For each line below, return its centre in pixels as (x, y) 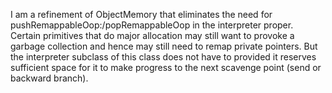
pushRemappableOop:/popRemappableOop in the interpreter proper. (152, 25)
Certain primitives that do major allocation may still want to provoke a (152, 35)
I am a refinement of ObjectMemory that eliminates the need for (141, 14)
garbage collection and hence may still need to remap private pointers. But (164, 46)
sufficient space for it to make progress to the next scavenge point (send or (166, 67)
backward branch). (49, 78)
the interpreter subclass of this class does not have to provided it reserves (163, 57)
